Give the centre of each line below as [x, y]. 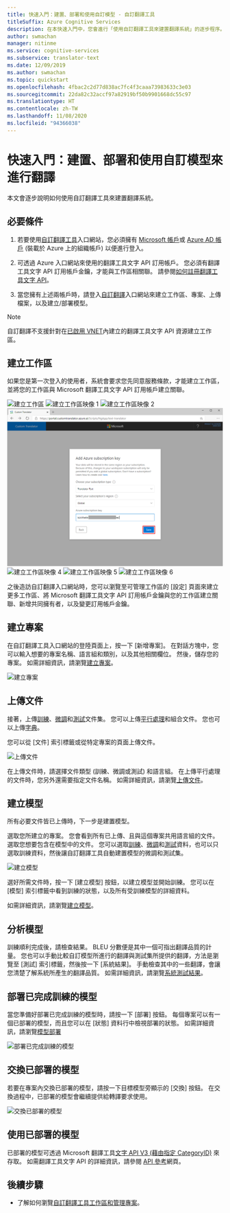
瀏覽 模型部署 [43, 1032]
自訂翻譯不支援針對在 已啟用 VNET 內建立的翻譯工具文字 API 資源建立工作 [110, 331]
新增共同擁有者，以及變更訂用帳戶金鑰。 [76, 603]
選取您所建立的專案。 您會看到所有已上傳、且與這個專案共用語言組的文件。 [113, 836]
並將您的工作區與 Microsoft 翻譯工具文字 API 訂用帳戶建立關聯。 [98, 390]
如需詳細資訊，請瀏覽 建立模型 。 [52, 905]
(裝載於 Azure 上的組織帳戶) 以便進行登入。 [86, 248]
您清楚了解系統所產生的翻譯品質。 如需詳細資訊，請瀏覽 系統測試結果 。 [107, 973]
